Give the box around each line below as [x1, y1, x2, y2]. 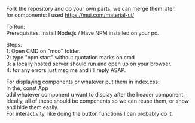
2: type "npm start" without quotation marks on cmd [6, 54, 135, 61]
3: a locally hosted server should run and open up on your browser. [6, 60, 172, 67]
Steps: [6, 41, 22, 48]
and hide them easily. [6, 104, 59, 110]
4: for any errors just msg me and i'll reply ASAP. [6, 67, 126, 74]
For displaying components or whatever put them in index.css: [6, 78, 160, 85]
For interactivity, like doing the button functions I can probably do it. [6, 110, 173, 117]
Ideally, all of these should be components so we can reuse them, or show [6, 97, 190, 104]
